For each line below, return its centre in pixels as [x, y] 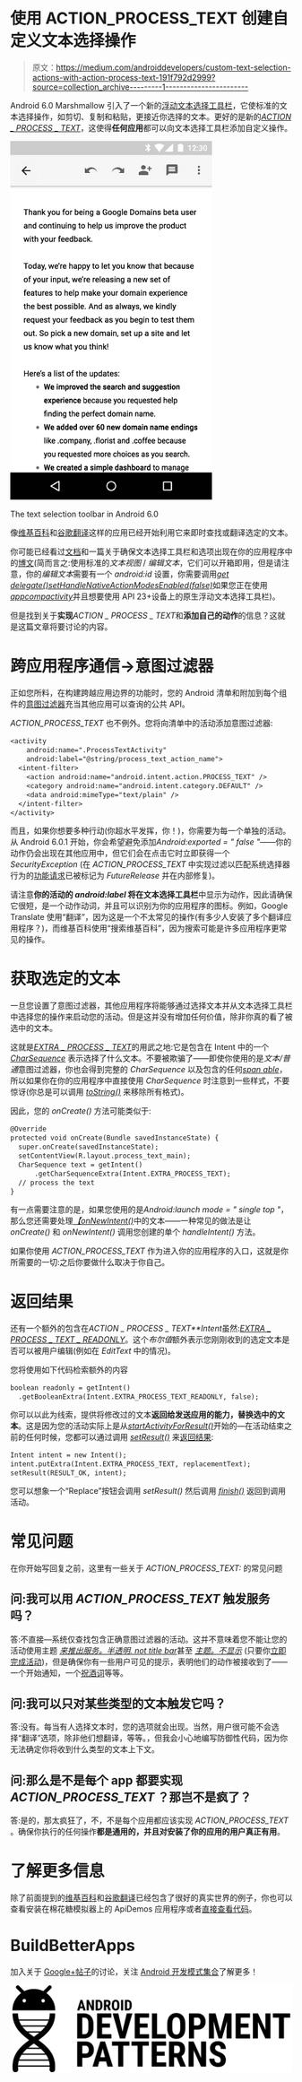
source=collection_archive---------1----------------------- [140, 87]
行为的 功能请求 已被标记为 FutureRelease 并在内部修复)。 [115, 875]
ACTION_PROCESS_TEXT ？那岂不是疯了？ [131, 1797]
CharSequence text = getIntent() [81, 1165]
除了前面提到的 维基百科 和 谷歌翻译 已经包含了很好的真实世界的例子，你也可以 [151, 1898]
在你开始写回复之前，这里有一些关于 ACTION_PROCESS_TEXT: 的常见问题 [147, 1568]
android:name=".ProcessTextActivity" [97, 750]
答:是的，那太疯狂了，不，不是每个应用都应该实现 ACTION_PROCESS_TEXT [150, 1820]
